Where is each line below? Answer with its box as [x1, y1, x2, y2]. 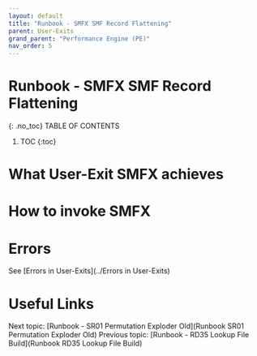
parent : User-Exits [8, 27, 75, 35]
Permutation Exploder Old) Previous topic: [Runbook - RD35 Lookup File [8, 330, 250, 340]
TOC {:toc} [19, 137, 57, 147]
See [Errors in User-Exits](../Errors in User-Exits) [8, 266, 170, 276]
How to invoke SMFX [8, 202, 152, 221]
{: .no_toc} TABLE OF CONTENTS [8, 121, 120, 131]
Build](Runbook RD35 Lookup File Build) [8, 338, 143, 349]
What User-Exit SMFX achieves [8, 165, 225, 183]
